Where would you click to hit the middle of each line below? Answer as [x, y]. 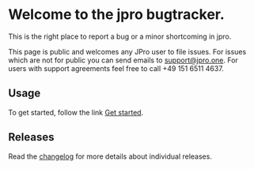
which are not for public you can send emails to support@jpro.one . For [123, 60]
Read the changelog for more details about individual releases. [110, 156]
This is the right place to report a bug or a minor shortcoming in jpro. [120, 36]
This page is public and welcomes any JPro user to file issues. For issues [127, 51]
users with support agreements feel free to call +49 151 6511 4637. [116, 68]
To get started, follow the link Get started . [76, 112]
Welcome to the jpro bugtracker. [117, 15]
